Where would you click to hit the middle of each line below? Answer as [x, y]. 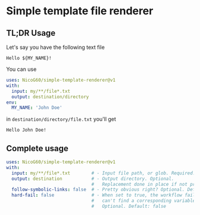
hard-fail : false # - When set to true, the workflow [97, 195]
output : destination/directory [50, 96]
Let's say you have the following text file [56, 47]
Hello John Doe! [26, 130]
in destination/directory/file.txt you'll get [61, 119]
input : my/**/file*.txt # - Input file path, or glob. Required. [104, 173]
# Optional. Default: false [129, 207]
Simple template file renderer [80, 11]
